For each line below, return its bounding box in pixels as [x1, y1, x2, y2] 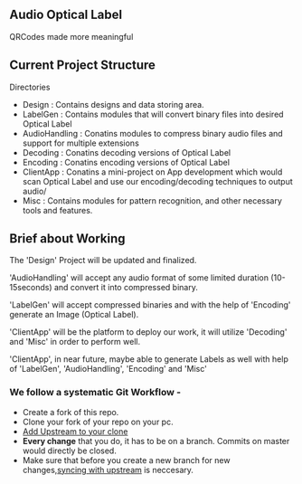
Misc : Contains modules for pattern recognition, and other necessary [22, 195, 283, 206]
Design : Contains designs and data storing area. [22, 99, 205, 109]
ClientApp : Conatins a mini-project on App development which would [22, 166, 283, 177]
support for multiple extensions [22, 138, 140, 148]
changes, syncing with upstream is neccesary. [22, 464, 194, 475]
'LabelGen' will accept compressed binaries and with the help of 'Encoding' [9, 299, 291, 310]
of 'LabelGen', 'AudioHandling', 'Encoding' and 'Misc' [9, 364, 208, 375]
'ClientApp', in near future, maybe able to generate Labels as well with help [9, 354, 289, 365]
